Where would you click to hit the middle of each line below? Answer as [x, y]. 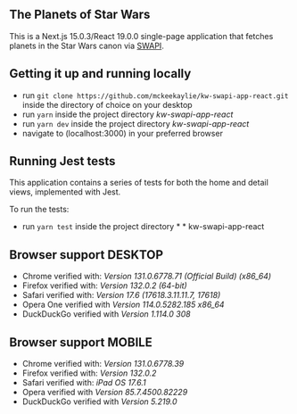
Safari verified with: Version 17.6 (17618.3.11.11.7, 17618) [121, 295]
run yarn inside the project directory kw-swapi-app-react [128, 114]
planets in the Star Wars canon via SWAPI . [87, 46]
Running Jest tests [62, 161]
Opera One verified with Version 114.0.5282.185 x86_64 [123, 305]
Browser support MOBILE [81, 342]
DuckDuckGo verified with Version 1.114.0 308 [106, 314]
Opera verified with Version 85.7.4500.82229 [105, 393]
